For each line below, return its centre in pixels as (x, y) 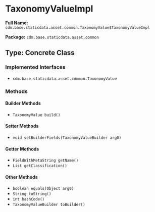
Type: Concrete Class (40, 53)
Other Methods (21, 177)
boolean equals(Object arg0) (43, 189)
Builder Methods (23, 103)
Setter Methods (22, 126)
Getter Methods (22, 149)
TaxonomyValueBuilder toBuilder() (49, 205)
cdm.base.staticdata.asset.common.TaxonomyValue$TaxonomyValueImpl (78, 28)
